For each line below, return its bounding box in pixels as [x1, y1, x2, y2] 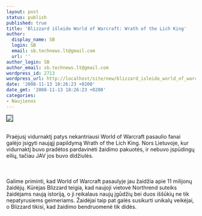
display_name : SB [11, 37, 55, 43]
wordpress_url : [6, 76, 44, 82]
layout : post [6, 8, 39, 15]
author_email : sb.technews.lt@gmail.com [6, 64, 109, 71]
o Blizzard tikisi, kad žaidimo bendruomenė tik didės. [6, 203, 137, 210]
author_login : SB [6, 59, 50, 65]
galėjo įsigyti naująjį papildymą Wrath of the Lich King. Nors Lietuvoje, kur [6, 139, 189, 146]
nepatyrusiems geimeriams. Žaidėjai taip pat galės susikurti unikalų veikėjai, [6, 196, 194, 204]
